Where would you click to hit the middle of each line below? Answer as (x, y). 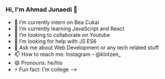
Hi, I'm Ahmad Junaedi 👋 (41, 10)
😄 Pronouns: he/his (38, 63)
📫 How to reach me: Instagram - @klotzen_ (67, 54)
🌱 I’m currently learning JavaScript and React (69, 29)
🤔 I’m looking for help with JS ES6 (55, 42)
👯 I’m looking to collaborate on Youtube (62, 35)
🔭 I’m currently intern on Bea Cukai (56, 23)
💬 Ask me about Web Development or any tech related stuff (86, 48)
